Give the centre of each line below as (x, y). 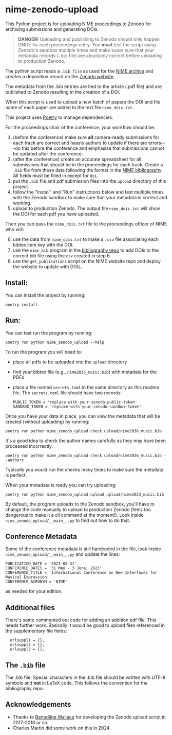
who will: (15, 229)
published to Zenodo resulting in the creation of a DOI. (63, 92)
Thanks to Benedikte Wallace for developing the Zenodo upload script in (89, 717)
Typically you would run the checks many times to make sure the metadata (84, 469)
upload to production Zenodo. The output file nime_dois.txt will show (86, 208)
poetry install (22, 305)
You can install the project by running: (45, 295)
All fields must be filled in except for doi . (55, 176)
